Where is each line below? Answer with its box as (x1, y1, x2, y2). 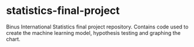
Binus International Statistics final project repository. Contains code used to (6, 23, 189, 30)
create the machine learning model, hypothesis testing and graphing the (6, 29, 181, 36)
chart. (6, 35, 21, 42)
